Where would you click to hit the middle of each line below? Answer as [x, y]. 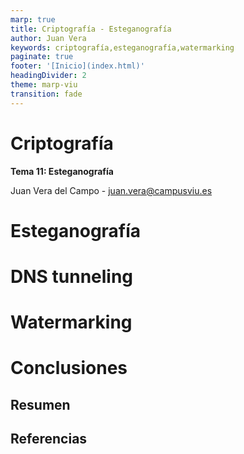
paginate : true [42, 57]
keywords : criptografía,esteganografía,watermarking [122, 47]
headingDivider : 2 [48, 76]
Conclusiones [69, 368]
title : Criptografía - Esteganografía [91, 29]
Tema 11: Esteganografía [62, 171]
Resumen [40, 404]
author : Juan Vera [48, 38]
